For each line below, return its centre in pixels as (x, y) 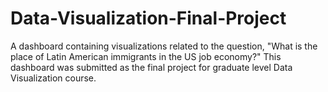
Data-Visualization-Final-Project (148, 18)
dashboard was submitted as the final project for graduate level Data (151, 67)
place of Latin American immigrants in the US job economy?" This (146, 56)
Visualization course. (53, 78)
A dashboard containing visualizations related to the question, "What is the (164, 46)
